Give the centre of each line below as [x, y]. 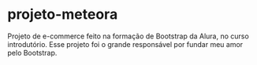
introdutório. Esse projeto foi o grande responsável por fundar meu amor [125, 44]
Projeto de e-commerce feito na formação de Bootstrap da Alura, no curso [128, 36]
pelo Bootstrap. [32, 52]
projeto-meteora [63, 14]
